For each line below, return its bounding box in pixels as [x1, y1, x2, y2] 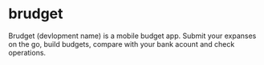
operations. [8, 48, 47, 57]
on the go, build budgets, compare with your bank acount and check [8, 39, 235, 48]
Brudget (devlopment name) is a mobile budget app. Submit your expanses [8, 31, 257, 40]
